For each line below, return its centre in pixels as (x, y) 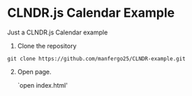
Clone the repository (47, 46)
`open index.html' (43, 85)
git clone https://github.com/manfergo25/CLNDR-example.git (97, 59)
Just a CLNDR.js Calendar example (58, 32)
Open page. (34, 71)
